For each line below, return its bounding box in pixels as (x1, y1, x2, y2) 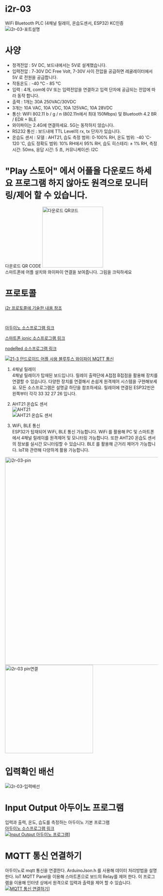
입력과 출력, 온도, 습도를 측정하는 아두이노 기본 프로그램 (5, 819, 110, 825)
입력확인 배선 (5, 766, 54, 777)
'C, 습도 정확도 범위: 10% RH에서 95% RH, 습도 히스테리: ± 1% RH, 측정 (20, 140, 158, 146)
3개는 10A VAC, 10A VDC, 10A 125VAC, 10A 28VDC (12, 105, 113, 111)
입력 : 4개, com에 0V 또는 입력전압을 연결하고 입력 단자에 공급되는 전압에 (12, 86, 151, 92)
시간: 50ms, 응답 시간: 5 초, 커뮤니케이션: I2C (12, 146, 98, 152)
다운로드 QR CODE (5, 263, 41, 269)
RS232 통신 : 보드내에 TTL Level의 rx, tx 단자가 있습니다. (12, 128, 121, 134)
